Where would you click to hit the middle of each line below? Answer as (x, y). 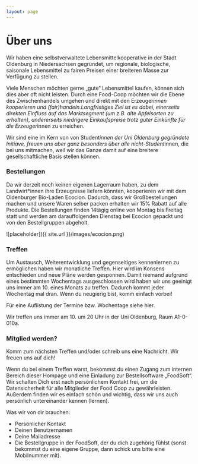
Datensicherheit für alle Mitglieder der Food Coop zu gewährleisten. (89, 388)
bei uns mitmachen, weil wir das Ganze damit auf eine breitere (82, 150)
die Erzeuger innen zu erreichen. (45, 126)
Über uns (29, 41)
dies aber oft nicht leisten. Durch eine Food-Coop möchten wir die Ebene (95, 94)
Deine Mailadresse (37, 437)
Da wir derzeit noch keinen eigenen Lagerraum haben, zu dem (82, 184)
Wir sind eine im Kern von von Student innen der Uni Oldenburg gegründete (98, 137)
